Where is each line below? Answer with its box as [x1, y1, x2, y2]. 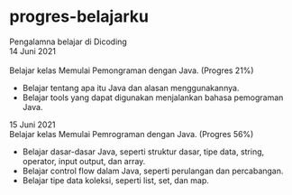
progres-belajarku [9, 6, 149, 27]
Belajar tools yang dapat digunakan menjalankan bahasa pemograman [22, 92, 284, 103]
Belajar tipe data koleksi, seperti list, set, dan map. [22, 174, 209, 186]
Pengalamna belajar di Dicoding [9, 36, 128, 47]
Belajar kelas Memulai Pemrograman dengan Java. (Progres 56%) [9, 128, 254, 139]
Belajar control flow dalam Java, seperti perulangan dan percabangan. [22, 165, 284, 176]
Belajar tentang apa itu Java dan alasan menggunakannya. [22, 82, 240, 93]
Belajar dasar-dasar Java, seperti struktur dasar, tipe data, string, [22, 146, 265, 157]
